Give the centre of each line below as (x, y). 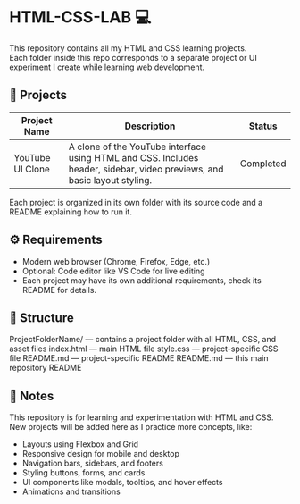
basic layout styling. (110, 180)
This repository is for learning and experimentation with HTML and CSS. (142, 417)
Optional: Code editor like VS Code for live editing (113, 271)
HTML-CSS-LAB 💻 (80, 17)
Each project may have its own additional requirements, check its (142, 280)
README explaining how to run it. (71, 212)
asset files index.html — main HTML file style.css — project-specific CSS (144, 349)
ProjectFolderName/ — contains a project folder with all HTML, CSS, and (143, 340)
